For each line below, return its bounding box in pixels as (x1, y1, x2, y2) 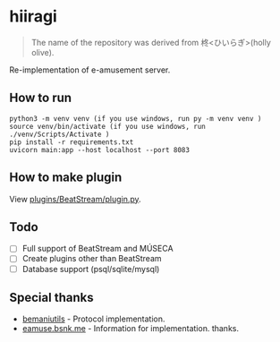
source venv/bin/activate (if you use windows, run (9, 122, 206, 131)
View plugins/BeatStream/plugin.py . (9, 193, 141, 204)
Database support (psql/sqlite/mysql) (21, 263, 160, 274)
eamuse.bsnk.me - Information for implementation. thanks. (21, 323, 240, 334)
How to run (9, 90, 72, 106)
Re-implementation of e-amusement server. (9, 64, 171, 75)
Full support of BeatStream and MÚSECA (21, 244, 174, 254)
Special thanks (9, 289, 94, 305)
